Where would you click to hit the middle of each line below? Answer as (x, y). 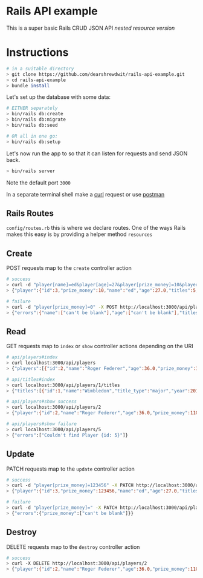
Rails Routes (30, 213)
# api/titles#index (31, 379)
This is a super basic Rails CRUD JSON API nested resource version (91, 28)
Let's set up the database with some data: (58, 97)
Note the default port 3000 (39, 183)
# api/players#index (32, 357)
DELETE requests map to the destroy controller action (73, 546)
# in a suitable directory (40, 69)
